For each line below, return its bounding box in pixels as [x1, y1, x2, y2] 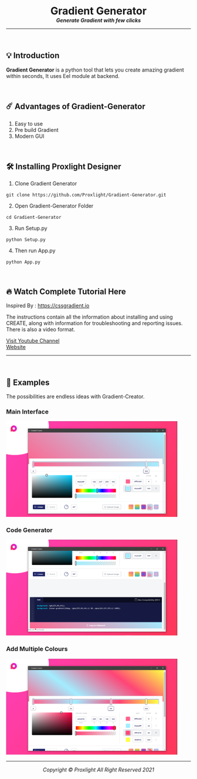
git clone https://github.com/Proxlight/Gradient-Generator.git [6, 192, 167, 198]
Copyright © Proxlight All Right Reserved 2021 [43, 766, 154, 773]
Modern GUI [14, 133, 45, 140]
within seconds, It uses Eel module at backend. [6, 72, 120, 79]
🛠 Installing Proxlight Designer [6, 162, 121, 172]
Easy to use [14, 120, 43, 127]
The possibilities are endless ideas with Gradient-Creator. [6, 393, 145, 400]
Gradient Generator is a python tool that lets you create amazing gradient [6, 66, 185, 73]
